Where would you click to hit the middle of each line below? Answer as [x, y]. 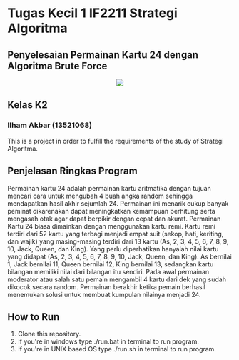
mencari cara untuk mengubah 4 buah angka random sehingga [100, 196]
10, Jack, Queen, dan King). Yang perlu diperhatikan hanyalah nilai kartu [113, 249]
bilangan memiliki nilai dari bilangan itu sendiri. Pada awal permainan [108, 271]
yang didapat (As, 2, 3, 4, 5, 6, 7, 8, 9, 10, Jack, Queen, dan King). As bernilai [119, 256]
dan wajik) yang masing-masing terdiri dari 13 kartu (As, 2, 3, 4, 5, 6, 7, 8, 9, [118, 241]
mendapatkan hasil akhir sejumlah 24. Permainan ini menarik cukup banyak [118, 203]
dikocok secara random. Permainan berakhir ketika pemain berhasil [106, 286]
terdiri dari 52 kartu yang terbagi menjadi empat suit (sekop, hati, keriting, [116, 234]
